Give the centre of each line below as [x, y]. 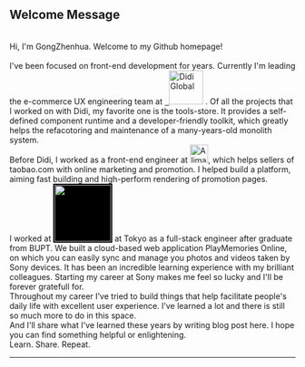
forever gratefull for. [47, 286]
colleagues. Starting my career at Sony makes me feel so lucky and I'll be [147, 276]
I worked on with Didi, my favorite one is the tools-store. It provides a [138, 111]
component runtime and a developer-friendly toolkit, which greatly [164, 121]
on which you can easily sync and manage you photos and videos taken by [150, 257]
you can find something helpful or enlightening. [98, 334]
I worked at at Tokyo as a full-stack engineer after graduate [151, 238]
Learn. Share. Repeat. [50, 344]
